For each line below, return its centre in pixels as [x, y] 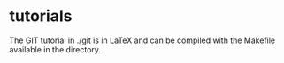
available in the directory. [55, 49]
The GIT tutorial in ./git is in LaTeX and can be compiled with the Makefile [142, 40]
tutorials [41, 16]
